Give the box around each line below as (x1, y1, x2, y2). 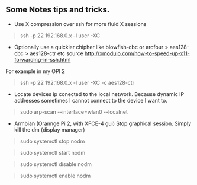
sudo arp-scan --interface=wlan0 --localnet (20, 108, 128, 115)
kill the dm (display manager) (14, 126, 85, 133)
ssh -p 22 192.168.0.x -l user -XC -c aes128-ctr (20, 79, 134, 86)
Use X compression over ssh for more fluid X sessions (14, 20, 147, 27)
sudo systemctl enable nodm (20, 172, 91, 179)
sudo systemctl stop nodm (20, 138, 85, 145)
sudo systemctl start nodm (20, 149, 86, 156)
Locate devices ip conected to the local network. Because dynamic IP (14, 90, 185, 97)
